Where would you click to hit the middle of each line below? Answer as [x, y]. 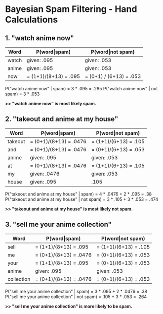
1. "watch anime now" [40, 38]
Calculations [32, 20]
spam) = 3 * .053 [22, 94]
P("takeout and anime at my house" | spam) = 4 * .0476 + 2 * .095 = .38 [79, 194]
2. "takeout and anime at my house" [62, 119]
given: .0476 [45, 174]
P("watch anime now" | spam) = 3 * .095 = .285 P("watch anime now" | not [81, 89]
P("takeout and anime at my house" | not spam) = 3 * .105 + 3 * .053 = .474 [82, 199]
